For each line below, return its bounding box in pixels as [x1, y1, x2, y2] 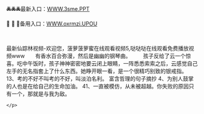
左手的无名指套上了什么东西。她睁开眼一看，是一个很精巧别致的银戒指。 [6, 67, 187, 75]
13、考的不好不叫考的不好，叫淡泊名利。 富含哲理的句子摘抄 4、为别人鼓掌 [6, 75, 194, 82]
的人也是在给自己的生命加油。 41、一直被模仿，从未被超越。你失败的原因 [6, 82, 189, 90]
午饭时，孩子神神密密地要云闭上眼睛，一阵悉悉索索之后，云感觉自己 [27, 60, 198, 67]
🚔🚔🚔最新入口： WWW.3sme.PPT [6, 5, 90, 12]
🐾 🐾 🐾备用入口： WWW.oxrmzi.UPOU [6, 20, 98, 27]
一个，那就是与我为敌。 [11, 90, 70, 97]
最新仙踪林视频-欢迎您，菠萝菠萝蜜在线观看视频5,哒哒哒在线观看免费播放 [6, 45, 189, 52]
